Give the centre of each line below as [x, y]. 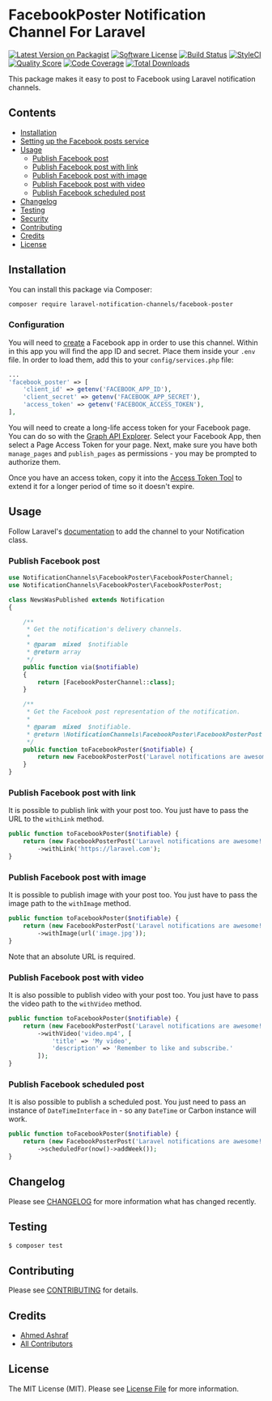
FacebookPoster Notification [107, 15]
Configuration [36, 325]
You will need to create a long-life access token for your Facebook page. [130, 428]
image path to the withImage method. [70, 904]
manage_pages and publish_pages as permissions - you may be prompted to [133, 453]
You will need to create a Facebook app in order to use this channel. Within [133, 343]
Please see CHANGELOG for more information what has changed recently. [132, 1201]
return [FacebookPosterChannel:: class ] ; [106, 682]
